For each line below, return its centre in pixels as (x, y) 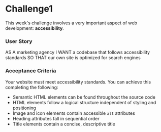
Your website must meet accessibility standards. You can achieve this (78, 82)
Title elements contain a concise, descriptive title (64, 124)
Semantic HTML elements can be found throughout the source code (84, 97)
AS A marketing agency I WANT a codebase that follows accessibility (78, 52)
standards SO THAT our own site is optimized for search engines (73, 58)
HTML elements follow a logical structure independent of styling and (84, 102)
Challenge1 (29, 9)
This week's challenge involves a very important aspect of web (71, 23)
